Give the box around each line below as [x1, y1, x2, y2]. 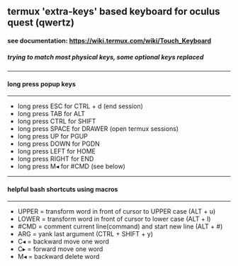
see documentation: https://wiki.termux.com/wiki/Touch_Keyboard [7, 36, 211, 45]
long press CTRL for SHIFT [17, 117, 96, 126]
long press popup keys [7, 79, 76, 88]
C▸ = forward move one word [17, 245, 103, 253]
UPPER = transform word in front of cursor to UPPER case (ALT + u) [17, 207, 216, 216]
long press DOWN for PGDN [17, 139, 101, 148]
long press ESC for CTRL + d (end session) [17, 102, 144, 110]
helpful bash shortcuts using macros [7, 185, 118, 193]
